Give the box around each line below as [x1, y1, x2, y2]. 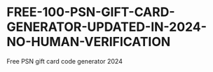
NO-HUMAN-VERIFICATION [6, 34, 171, 50]
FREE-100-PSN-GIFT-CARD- [6, 4, 175, 20]
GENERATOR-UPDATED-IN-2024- [6, 19, 207, 35]
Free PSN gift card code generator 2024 [6, 57, 123, 65]
